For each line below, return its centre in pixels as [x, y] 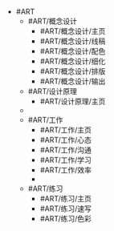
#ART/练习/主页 [66, 199]
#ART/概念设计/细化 [73, 61]
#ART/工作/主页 [66, 130]
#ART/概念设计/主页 [73, 31]
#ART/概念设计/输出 [73, 81]
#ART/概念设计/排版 [73, 71]
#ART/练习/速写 [66, 209]
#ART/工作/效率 [66, 170]
